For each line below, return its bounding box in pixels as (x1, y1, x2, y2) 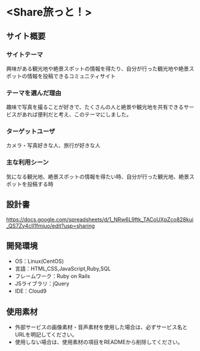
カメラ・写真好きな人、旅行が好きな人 (6, 142, 100, 149)
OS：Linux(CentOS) (14, 257, 64, 265)
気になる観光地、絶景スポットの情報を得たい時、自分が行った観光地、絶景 (6, 173, 189, 180)
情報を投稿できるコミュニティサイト (26, 72, 116, 79)
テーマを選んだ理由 (6, 89, 61, 97)
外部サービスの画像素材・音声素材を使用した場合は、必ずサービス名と (14, 324, 188, 331)
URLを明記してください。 (14, 331, 78, 338)
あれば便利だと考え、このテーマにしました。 (21, 111, 132, 118)
